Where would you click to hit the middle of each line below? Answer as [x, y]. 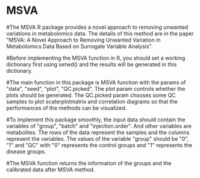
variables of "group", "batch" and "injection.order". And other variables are [99, 126]
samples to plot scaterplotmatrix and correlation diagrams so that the [92, 101]
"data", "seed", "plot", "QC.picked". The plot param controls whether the [96, 88]
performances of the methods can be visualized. [67, 108]
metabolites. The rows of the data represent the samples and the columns [98, 132]
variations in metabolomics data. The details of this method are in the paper [100, 33]
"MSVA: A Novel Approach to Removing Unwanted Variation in [83, 40]
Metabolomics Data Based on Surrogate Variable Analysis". [80, 46]
